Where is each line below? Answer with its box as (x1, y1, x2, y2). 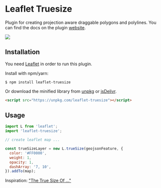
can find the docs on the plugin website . (5, 24, 86, 30)
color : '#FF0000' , (9, 150, 47, 155)
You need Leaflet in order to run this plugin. (5, 61, 93, 67)
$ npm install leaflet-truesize (5, 79, 71, 85)
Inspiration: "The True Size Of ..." (5, 178, 72, 184)
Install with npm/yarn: (5, 70, 49, 76)
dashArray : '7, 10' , (9, 164, 51, 169)
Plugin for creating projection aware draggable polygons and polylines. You (5, 19, 157, 25)
